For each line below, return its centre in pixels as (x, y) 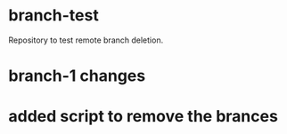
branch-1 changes (77, 76)
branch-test (53, 16)
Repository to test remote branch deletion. (86, 40)
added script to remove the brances (143, 117)
